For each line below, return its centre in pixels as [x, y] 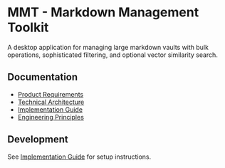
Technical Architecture [51, 102]
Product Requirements [51, 94]
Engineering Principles [51, 117]
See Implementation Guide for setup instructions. [79, 157]
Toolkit [28, 27]
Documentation [43, 77]
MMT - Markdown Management [103, 12]
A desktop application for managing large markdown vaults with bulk [108, 47]
